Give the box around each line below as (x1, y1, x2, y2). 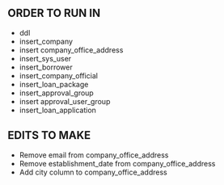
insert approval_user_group (19, 96, 111, 106)
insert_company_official (19, 70, 99, 80)
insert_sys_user (19, 53, 72, 63)
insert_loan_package (19, 79, 89, 89)
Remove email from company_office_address (19, 149, 169, 160)
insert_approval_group (19, 88, 94, 98)
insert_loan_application (19, 105, 96, 115)
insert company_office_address (19, 44, 124, 55)
